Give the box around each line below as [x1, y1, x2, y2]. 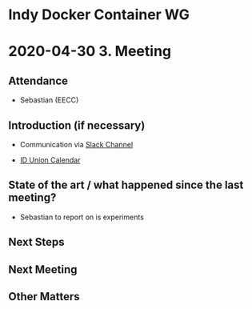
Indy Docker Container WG [8, 6, 190, 24]
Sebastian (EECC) [19, 95, 79, 105]
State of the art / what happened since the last [8, 179, 244, 192]
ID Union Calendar [19, 155, 81, 165]
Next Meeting [8, 263, 78, 276]
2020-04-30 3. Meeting [8, 42, 172, 61]
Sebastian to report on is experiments [19, 212, 144, 222]
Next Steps [8, 235, 65, 249]
